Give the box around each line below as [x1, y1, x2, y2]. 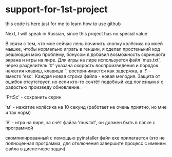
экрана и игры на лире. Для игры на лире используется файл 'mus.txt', [5, 56, 161, 63]
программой [5, 125, 33, 131]
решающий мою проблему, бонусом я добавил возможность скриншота [5, 51, 166, 57]
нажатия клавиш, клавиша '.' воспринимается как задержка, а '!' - [5, 68, 151, 74]
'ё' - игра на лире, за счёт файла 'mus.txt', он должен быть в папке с [5, 119, 156, 125]
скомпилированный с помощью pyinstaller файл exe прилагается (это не [5, 134, 165, 141]
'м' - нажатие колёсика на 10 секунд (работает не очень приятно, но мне [5, 104, 167, 110]
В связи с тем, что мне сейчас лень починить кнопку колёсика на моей [5, 40, 163, 47]
